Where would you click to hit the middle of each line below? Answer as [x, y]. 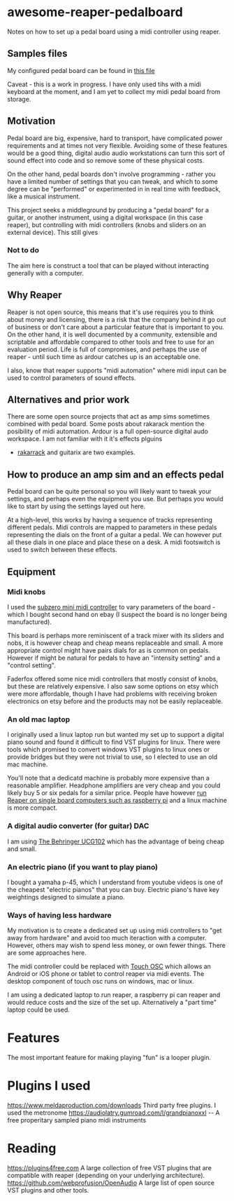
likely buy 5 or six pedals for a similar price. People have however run [107, 793]
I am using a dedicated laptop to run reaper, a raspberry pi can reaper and [114, 995]
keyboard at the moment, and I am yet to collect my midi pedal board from [114, 91]
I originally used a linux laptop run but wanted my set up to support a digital [116, 735]
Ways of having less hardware [59, 915]
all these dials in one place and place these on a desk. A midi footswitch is [114, 542]
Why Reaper [35, 295]
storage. [19, 99]
